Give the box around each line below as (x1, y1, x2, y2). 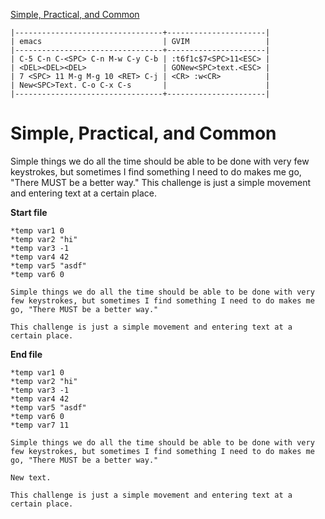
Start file (10, 206, 48, 218)
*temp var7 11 (10, 420, 70, 430)
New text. (10, 472, 52, 483)
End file (10, 348, 43, 360)
